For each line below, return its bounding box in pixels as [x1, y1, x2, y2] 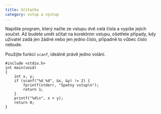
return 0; [14, 100, 35, 105]
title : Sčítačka [5, 7, 39, 12]
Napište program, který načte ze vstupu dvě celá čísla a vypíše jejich [5, 25, 147, 31]
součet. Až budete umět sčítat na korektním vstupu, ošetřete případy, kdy [5, 31, 156, 37]
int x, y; [14, 74, 35, 79]
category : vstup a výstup [5, 12, 59, 17]
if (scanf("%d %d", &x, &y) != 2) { [14, 78, 91, 83]
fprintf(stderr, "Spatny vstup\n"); [23, 83, 99, 88]
